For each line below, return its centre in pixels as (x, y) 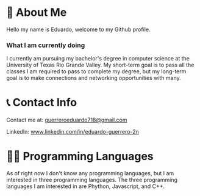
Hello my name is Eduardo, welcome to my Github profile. (78, 29)
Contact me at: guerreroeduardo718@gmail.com (67, 120)
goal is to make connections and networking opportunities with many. (94, 78)
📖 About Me (37, 13)
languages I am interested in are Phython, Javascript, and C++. (86, 186)
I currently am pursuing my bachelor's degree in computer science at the (98, 59)
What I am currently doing (46, 45)
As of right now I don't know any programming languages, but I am (90, 173)
